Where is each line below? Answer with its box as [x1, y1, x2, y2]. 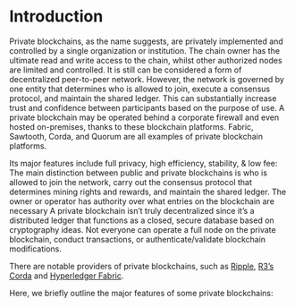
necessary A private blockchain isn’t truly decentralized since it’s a [9, 205, 255, 216]
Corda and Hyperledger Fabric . [9, 270, 124, 281]
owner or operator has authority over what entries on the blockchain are [9, 195, 275, 207]
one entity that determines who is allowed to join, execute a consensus [9, 83, 271, 94]
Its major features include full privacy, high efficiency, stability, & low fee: [9, 158, 278, 168]
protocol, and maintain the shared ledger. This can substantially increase [9, 92, 277, 104]
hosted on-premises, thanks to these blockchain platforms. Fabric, [9, 121, 254, 132]
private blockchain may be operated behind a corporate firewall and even [9, 112, 280, 123]
